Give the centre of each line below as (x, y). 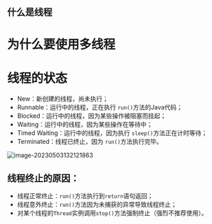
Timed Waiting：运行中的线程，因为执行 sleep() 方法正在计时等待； (112, 133)
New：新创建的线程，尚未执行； (62, 99)
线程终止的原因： (43, 178)
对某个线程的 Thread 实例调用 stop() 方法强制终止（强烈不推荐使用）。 (112, 213)
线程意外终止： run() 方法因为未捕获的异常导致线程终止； (97, 205)
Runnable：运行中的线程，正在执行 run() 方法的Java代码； (100, 107)
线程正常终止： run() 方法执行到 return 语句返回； (85, 196)
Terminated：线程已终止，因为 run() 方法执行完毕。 (90, 141)
